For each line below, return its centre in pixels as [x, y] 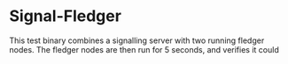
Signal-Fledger [66, 16]
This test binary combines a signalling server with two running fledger [137, 40]
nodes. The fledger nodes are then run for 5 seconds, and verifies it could [144, 49]
